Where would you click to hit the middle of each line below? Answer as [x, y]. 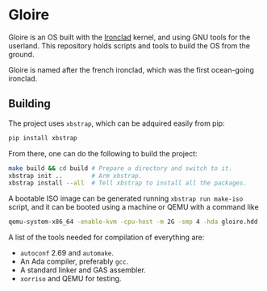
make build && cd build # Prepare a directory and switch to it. [120, 168]
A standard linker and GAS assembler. [83, 270]
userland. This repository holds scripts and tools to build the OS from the [129, 45]
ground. [21, 54]
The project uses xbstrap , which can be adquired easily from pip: [117, 123]
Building [29, 104]
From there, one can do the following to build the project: [103, 153]
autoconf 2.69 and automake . [67, 253]
